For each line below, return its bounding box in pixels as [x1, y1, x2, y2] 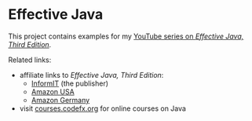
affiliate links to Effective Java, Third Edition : [19, 70, 164, 79]
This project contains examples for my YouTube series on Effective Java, [8, 31, 244, 41]
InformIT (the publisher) [31, 79, 108, 88]
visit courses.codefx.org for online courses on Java [19, 104, 187, 113]
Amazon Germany [31, 95, 90, 104]
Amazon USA [31, 86, 75, 96]
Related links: [8, 55, 52, 64]
